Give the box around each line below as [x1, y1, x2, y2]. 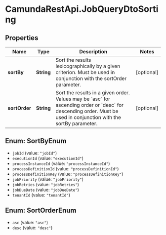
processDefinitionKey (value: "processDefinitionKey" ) [12, 171, 124, 177]
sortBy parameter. [55, 120, 98, 127]
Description [79, 48, 108, 55]
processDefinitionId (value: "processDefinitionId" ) [12, 165, 119, 171]
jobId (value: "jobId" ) [12, 150, 57, 156]
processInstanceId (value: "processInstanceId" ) [12, 160, 110, 166]
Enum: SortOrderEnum [5, 206, 77, 215]
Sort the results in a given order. [55, 89, 130, 96]
